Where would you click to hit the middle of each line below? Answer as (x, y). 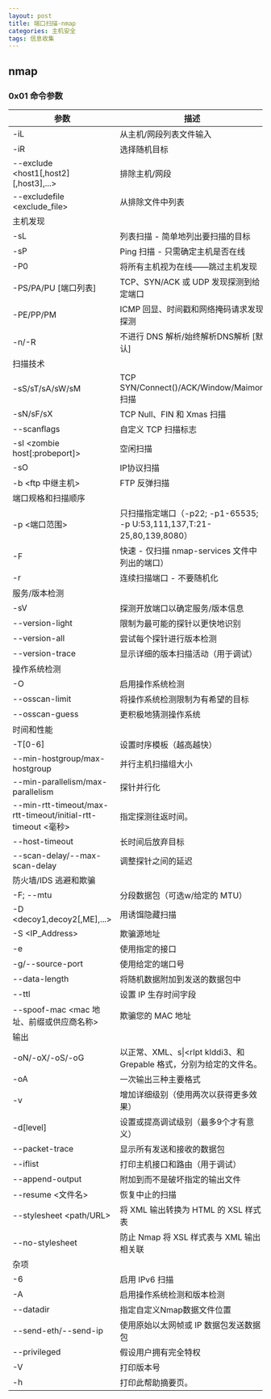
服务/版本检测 (38, 593)
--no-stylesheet (45, 1242)
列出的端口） (144, 563)
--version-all (39, 638)
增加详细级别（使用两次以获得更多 (184, 1094)
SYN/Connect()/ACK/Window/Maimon (192, 387)
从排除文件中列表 (152, 201)
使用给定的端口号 (152, 964)
